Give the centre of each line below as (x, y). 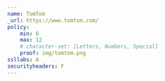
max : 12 (31, 40)
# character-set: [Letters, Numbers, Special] (89, 46)
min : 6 (29, 33)
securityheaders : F (36, 66)
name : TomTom (26, 14)
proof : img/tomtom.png (53, 54)
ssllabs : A (23, 60)
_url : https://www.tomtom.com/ (53, 20)
